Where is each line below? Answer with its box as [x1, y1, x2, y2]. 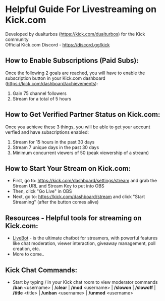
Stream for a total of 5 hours [12, 95, 72, 102]
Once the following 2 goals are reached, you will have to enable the [5, 70, 145, 76]
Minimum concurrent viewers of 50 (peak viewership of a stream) [12, 149, 149, 156]
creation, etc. [12, 246, 40, 252]
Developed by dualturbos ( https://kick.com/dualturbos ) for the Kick [5, 31, 145, 37]
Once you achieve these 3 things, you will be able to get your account [5, 124, 150, 130]
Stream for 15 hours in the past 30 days [12, 139, 95, 145]
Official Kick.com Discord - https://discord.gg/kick [5, 41, 110, 47]
